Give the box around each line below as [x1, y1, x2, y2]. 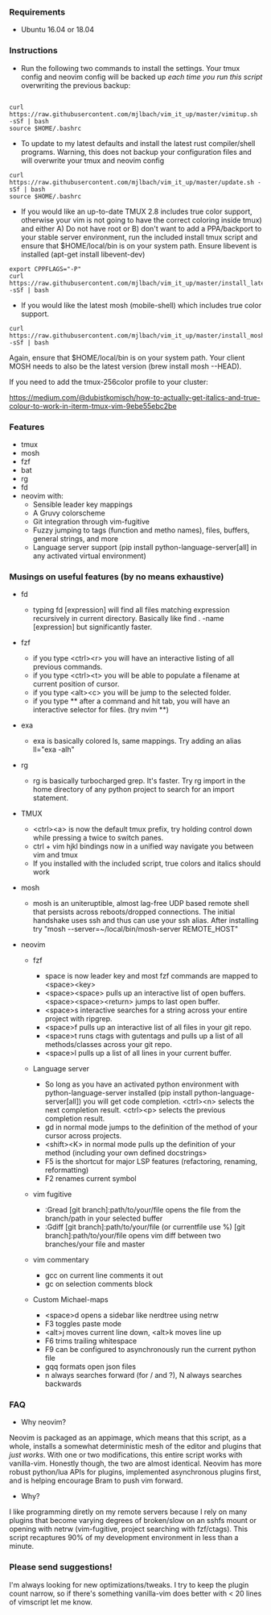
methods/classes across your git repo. [44, 1040, 172, 1050]
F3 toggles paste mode [44, 1319, 122, 1329]
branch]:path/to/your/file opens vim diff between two [44, 1231, 221, 1241]
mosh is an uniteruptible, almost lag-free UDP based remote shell [32, 899, 249, 908]
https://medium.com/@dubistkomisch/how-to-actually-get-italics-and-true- [9, 392, 261, 402]
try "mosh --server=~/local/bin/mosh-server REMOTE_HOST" [32, 924, 239, 934]
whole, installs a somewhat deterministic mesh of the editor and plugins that [9, 1442, 262, 1451]
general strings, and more [32, 533, 119, 543]
